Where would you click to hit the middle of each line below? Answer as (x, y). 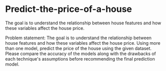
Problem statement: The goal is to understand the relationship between (78, 38)
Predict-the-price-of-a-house (69, 9)
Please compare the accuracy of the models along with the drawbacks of (81, 54)
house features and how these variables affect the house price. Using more (83, 43)
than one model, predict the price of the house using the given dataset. (78, 48)
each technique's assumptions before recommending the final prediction (80, 59)
